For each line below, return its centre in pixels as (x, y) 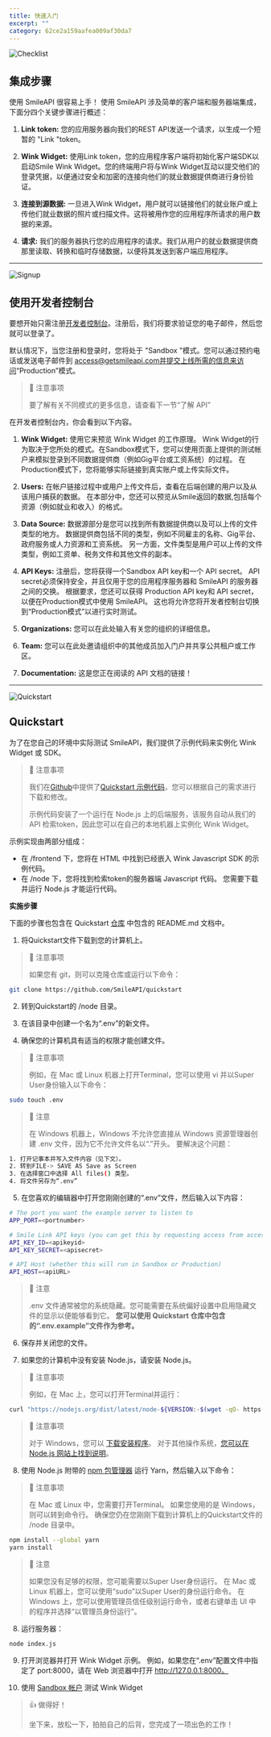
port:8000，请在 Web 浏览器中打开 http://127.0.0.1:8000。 (133, 1670)
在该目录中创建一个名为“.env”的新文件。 (87, 1023)
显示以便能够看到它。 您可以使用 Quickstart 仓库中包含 (134, 1316)
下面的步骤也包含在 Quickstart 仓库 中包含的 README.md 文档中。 (119, 923)
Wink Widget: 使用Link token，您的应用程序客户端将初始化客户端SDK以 (140, 156)
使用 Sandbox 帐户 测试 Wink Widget (82, 1687)
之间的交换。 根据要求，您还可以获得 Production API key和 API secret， (139, 591)
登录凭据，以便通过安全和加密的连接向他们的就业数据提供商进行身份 (133, 177)
